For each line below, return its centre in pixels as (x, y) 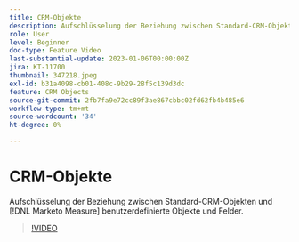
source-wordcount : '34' (53, 117)
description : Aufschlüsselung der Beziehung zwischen (111, 26)
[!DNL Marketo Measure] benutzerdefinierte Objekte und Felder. (126, 211)
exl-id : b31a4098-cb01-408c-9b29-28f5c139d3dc (97, 84)
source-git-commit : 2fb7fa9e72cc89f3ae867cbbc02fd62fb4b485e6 (127, 100)
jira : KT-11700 (37, 68)
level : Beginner (39, 42)
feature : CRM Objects (49, 92)
